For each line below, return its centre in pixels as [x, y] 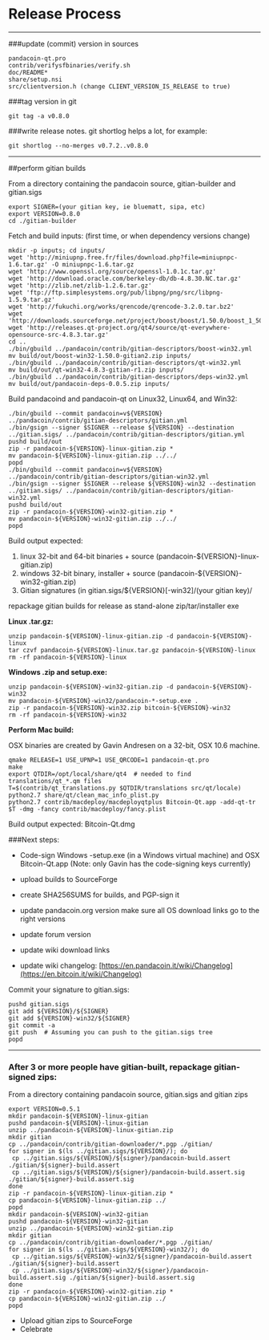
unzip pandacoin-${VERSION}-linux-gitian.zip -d [91, 636]
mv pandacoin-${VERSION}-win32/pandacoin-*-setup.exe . [103, 700]
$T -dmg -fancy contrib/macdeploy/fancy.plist [87, 809]
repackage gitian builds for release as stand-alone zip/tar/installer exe [124, 606]
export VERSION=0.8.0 [44, 213]
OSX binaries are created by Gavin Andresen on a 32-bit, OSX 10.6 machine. [134, 745]
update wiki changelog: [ [61, 965]
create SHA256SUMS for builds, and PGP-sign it [100, 895]
